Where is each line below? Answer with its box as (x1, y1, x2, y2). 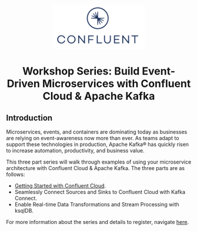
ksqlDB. (14, 207, 34, 215)
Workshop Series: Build (22, 64, 140, 78)
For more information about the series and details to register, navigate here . (6, 219, 189, 226)
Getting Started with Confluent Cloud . (14, 182, 106, 189)
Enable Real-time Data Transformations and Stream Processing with (14, 201, 179, 208)
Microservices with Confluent (42, 77, 191, 90)
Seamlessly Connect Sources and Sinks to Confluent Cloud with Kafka (14, 189, 186, 196)
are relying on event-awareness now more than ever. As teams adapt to (6, 135, 179, 142)
